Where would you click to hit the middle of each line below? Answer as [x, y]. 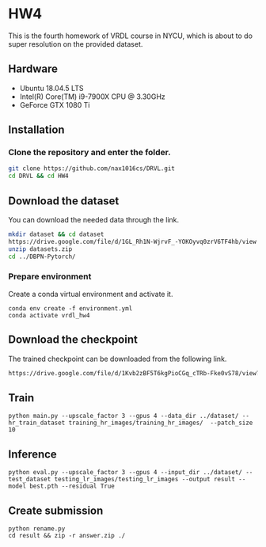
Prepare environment [50, 276]
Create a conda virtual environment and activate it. [91, 294]
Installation [36, 130]
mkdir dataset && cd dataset [56, 234]
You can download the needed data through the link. [94, 220]
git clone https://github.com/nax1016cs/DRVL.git [92, 169]
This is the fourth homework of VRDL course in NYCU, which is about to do [131, 36]
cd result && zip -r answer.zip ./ [67, 535]
